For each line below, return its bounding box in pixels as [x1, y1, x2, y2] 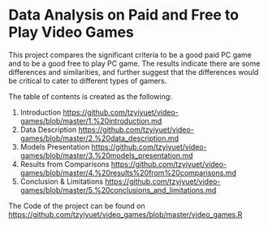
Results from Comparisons [19, 159, 110, 168]
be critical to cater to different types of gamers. [8, 76, 167, 85]
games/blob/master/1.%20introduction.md [19, 116, 162, 125]
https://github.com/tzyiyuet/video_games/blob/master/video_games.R [8, 209, 243, 219]
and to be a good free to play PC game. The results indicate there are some [8, 59, 261, 68]
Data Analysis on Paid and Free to [8, 6, 240, 24]
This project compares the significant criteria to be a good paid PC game [8, 50, 252, 59]
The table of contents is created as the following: [8, 91, 172, 101]
